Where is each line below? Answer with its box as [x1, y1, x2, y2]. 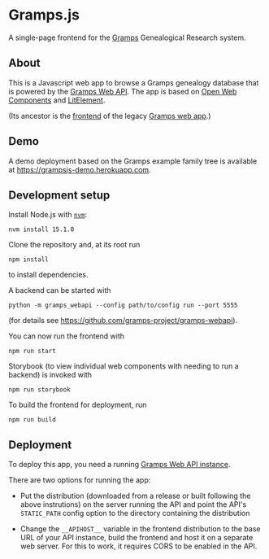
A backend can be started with [8, 286, 111, 295]
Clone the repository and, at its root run [8, 240, 141, 250]
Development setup [8, 188, 111, 202]
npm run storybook [8, 386, 71, 394]
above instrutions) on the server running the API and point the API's [20, 500, 247, 509]
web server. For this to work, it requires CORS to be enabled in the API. [20, 541, 258, 551]
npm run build [8, 416, 57, 424]
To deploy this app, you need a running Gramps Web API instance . [8, 460, 231, 469]
